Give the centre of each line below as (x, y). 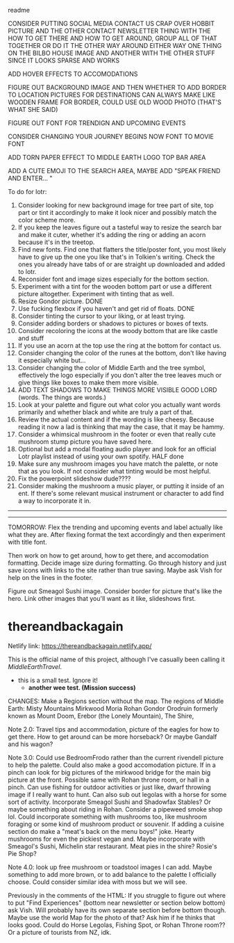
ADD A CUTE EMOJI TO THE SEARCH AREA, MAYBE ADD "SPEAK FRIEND (114, 171)
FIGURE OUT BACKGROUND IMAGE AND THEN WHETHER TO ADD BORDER (117, 87)
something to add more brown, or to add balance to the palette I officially (112, 874)
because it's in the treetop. (56, 242)
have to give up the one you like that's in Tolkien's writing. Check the (116, 257)
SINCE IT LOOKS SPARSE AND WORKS (64, 61)
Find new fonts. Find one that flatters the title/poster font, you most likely (122, 249)
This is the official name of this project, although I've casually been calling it (116, 659)
